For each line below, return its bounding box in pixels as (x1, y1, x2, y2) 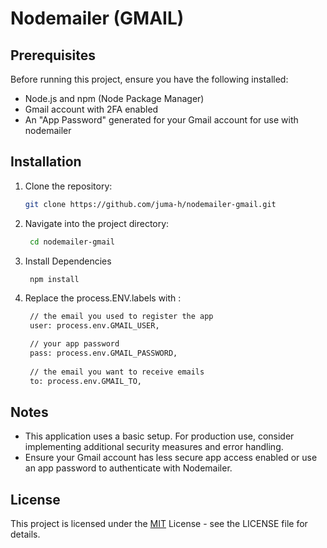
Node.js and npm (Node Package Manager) (24, 93, 205, 104)
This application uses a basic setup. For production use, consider (24, 430, 295, 442)
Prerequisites (10, 47, 96, 64)
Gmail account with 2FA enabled (24, 103, 159, 115)
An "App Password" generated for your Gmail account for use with (24, 114, 299, 126)
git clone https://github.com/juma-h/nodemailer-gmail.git (24, 199, 277, 209)
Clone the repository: (24, 180, 113, 192)
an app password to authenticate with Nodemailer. (24, 462, 233, 474)
